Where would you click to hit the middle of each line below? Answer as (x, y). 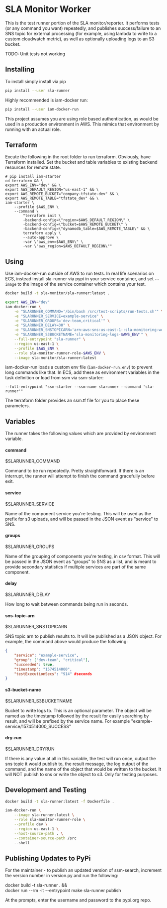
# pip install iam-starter (33, 177)
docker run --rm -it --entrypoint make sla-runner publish (63, 891)
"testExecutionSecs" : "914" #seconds (53, 674)
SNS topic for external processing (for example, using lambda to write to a (81, 33)
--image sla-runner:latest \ (44, 815)
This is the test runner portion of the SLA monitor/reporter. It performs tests (83, 23)
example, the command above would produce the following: (66, 642)
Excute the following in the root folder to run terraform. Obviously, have (78, 157)
